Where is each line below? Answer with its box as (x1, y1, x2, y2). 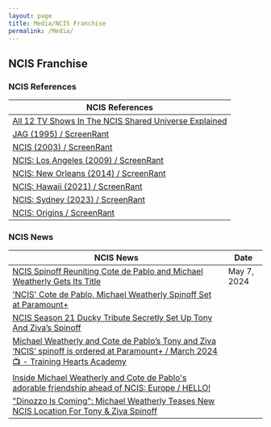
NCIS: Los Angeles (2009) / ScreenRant (12, 155, 164, 166)
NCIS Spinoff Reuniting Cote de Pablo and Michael (12, 266, 203, 277)
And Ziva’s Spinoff (12, 322, 81, 333)
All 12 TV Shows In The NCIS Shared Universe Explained (12, 115, 227, 127)
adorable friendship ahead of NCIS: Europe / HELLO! (12, 383, 211, 394)
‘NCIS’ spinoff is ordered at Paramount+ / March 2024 (12, 345, 218, 357)
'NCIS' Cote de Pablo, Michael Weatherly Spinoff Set (12, 289, 212, 300)
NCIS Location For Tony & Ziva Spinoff (12, 405, 157, 417)
